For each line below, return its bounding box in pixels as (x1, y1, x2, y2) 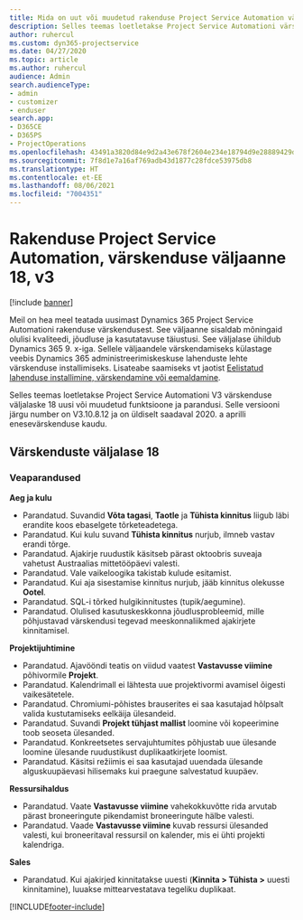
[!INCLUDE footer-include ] (9, 901, 106, 912)
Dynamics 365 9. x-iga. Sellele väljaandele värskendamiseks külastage (9, 343, 272, 353)
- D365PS (9, 131, 42, 140)
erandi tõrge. (22, 539, 70, 549)
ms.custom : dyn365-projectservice (9, 38, 140, 48)
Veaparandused (9, 472, 81, 484)
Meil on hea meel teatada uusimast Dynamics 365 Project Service (9, 314, 254, 325)
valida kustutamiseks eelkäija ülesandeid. (22, 708, 177, 718)
